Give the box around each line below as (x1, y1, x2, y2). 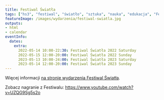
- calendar (5, 30, 27, 35)
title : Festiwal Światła (5, 7, 56, 12)
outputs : (5, 20, 23, 26)
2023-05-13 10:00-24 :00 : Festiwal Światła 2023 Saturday (18, 57, 137, 62)
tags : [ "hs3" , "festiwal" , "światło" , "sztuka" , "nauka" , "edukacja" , (5, 12, 152, 17)
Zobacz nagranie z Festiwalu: (5, 84, 64, 90)
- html (5, 25, 19, 30)
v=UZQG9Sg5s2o (5, 90, 41, 96)
